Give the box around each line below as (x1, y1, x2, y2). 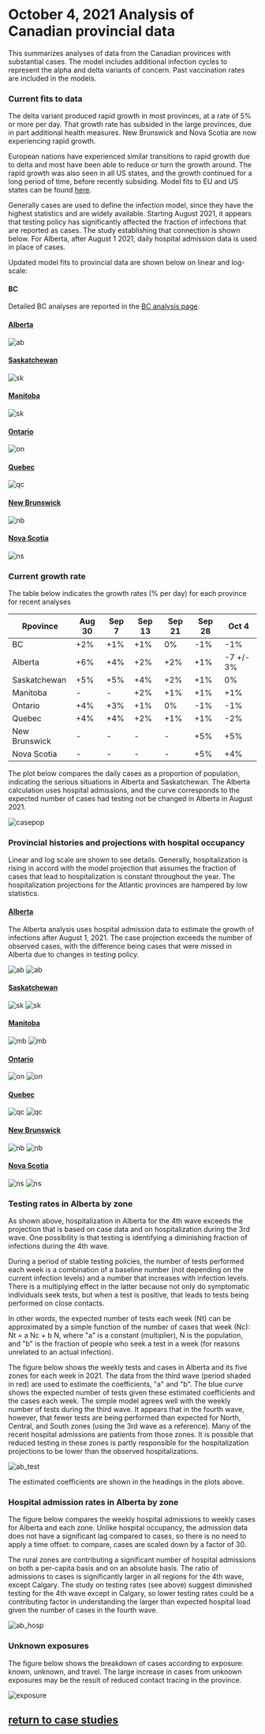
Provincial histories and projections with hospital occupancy (8, 837, 245, 848)
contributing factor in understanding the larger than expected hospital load (8, 1597, 251, 1607)
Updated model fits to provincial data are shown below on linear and (8, 258, 230, 268)
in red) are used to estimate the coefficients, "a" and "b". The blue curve (8, 1380, 244, 1389)
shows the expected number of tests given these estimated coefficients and (8, 1388, 256, 1398)
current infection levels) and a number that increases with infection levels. (8, 1273, 248, 1283)
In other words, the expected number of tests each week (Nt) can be (8, 1314, 231, 1324)
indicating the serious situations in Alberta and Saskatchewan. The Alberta (8, 777, 251, 787)
